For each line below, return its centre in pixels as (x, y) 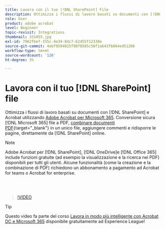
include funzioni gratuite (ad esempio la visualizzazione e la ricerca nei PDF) (82, 157)
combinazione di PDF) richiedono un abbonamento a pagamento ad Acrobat (82, 168)
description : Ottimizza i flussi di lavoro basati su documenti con (77, 14)
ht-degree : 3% (20, 60)
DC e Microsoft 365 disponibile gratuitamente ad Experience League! (75, 222)
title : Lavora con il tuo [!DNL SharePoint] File (57, 10)
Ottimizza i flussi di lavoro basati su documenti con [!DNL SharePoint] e (77, 112)
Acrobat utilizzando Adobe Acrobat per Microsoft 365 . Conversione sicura (80, 118)
